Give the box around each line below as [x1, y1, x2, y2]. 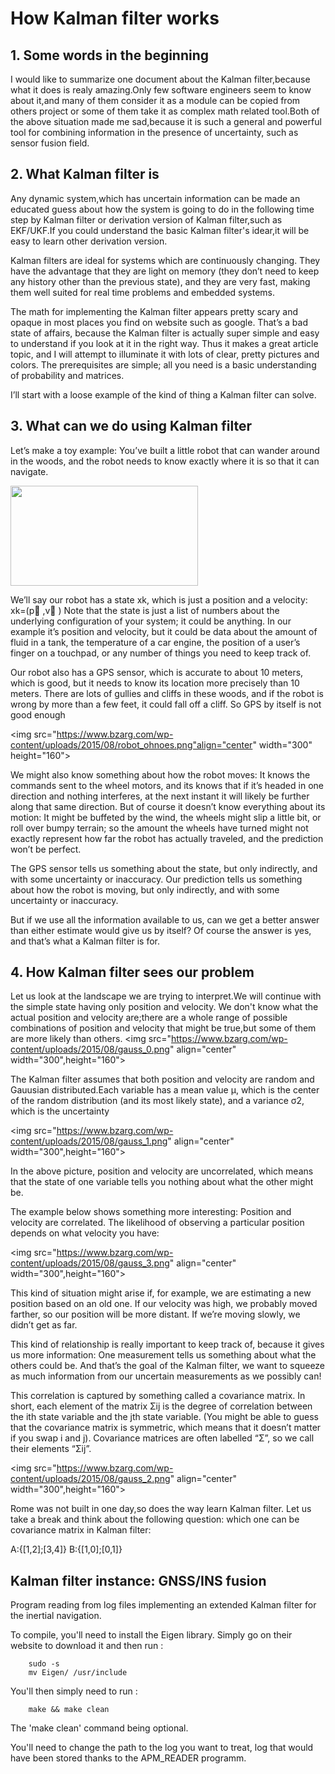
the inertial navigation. [10, 1610, 102, 1622]
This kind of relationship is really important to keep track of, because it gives [10, 1338, 325, 1351]
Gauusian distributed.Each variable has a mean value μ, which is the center [10, 1084, 320, 1096]
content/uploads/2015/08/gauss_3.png [10, 1257, 170, 1269]
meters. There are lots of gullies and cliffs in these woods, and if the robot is [10, 687, 324, 699]
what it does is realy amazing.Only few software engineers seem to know [10, 84, 312, 96]
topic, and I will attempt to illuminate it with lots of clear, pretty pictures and [10, 348, 320, 360]
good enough [10, 708, 66, 721]
